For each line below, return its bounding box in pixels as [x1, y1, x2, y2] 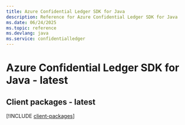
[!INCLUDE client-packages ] [6, 113, 75, 119]
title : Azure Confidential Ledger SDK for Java [6, 8, 125, 15]
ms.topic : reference [6, 25, 57, 31]
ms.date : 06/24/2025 [6, 19, 57, 25]
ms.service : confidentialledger [6, 36, 85, 42]
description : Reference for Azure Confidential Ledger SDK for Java [6, 14, 178, 20]
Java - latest [6, 74, 68, 87]
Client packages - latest [6, 97, 96, 107]
